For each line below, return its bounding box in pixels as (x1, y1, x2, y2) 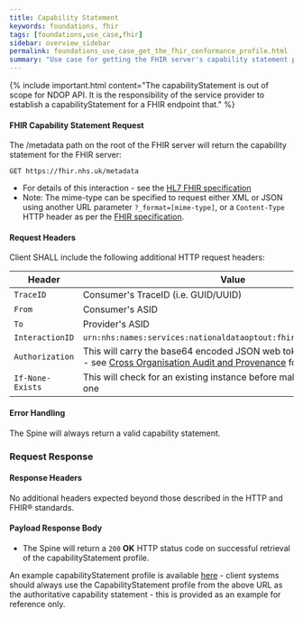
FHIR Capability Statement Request (9, 119, 144, 131)
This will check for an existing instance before (82, 371, 278, 383)
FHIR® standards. (9, 502, 75, 512)
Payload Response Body (9, 522, 103, 533)
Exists (14, 383, 42, 392)
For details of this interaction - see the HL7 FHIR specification (22, 182, 252, 194)
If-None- (14, 374, 51, 383)
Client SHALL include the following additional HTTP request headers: (9, 252, 266, 263)
